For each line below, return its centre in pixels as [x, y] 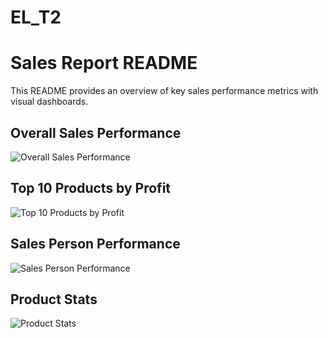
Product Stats [54, 299]
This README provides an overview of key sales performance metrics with [164, 91]
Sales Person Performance [95, 244]
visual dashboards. [49, 102]
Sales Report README [104, 63]
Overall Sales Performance [96, 132]
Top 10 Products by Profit [91, 188]
